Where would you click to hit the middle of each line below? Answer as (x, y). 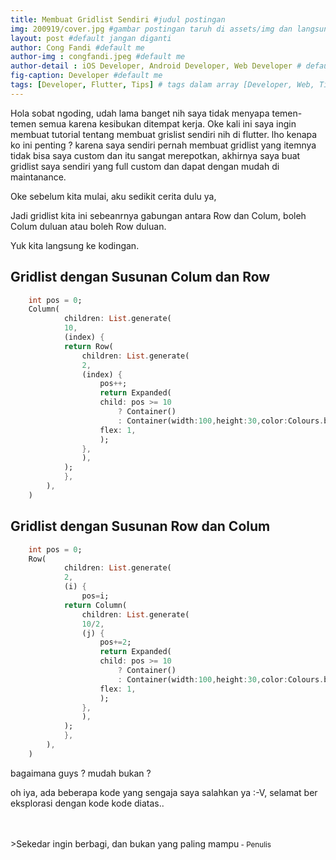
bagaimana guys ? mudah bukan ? (81, 773)
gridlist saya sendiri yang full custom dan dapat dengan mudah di (145, 166)
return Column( (95, 605)
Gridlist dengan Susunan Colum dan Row (140, 277)
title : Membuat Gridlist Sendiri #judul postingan (118, 19)
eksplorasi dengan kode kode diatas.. (87, 803)
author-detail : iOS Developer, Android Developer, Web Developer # (156, 66)
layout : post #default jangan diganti (91, 38)
